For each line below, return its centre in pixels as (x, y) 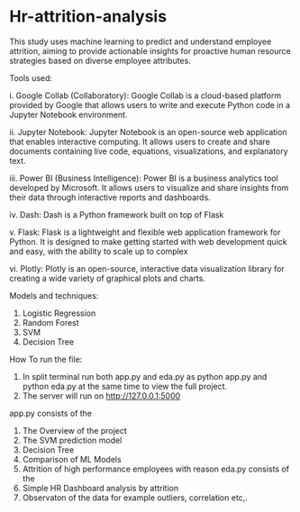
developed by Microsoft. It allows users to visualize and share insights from (149, 187)
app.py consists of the (51, 413)
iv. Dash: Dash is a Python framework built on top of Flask (117, 214)
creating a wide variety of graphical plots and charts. (107, 278)
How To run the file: (46, 359)
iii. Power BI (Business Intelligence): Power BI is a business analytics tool (144, 178)
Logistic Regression (59, 313)
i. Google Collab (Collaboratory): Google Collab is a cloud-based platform (145, 95)
